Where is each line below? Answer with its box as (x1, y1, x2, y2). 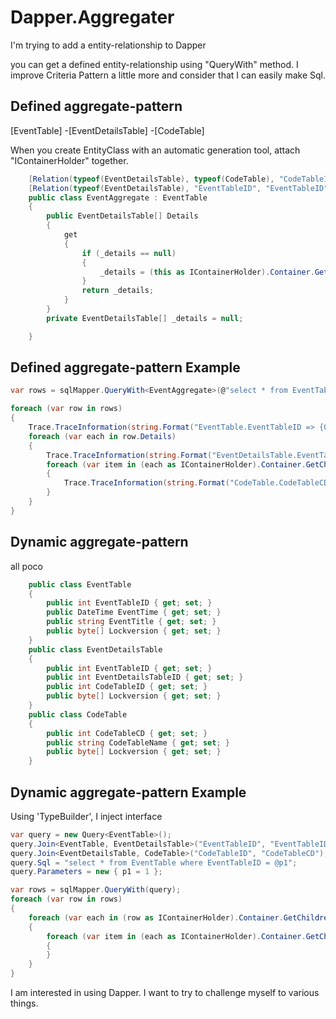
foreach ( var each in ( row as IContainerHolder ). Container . (28, 912, 284, 923)
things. (10, 997, 39, 1010)
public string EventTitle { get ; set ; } (46, 617, 217, 627)
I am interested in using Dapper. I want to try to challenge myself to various (10, 987, 320, 999)
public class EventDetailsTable (28, 644, 163, 655)
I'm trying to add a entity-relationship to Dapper (10, 39, 207, 51)
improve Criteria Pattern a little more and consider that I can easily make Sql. (10, 69, 326, 81)
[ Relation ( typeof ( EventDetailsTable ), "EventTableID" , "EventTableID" (28, 183, 329, 193)
